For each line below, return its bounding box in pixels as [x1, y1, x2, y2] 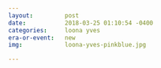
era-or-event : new [8, 33, 77, 42]
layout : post [8, 11, 80, 20]
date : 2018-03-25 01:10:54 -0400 [8, 19, 154, 27]
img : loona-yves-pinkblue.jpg [8, 41, 147, 49]
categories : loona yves [8, 26, 101, 34]
